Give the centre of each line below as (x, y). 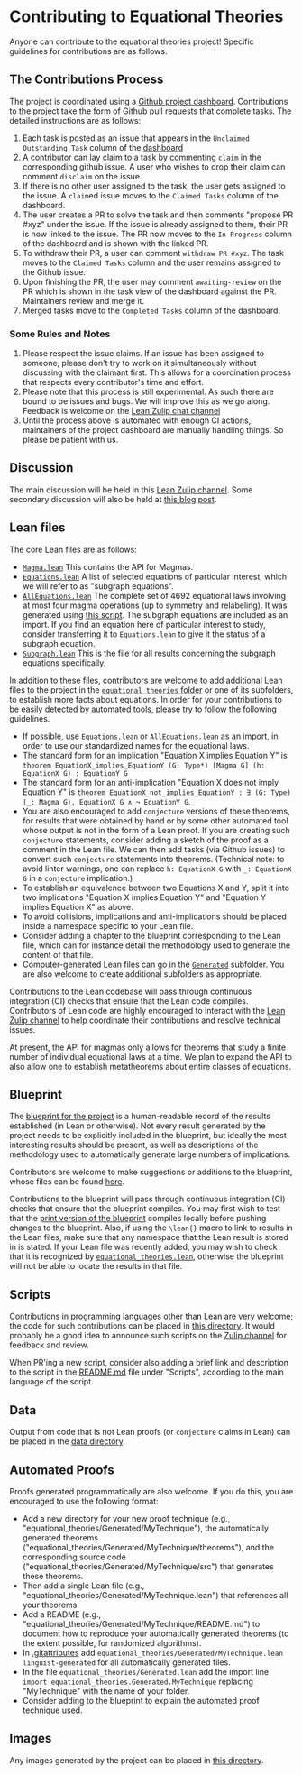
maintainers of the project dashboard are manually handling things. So (153, 430)
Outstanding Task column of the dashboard (102, 147)
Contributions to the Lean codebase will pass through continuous (131, 991)
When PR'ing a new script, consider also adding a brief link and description (149, 1363)
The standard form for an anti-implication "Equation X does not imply (151, 782)
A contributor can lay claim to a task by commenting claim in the (142, 157)
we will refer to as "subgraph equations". (98, 586)
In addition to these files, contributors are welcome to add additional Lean (146, 680)
